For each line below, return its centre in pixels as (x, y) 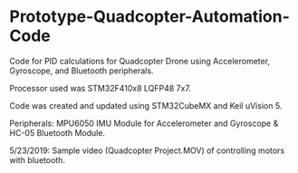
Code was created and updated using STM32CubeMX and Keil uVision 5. (146, 105)
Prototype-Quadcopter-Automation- (149, 17)
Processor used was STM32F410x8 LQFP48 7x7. (101, 88)
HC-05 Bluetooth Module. (58, 132)
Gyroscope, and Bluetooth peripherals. (82, 71)
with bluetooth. (38, 159)
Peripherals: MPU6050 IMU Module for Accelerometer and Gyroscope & (144, 123)
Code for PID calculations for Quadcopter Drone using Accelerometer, (139, 61)
